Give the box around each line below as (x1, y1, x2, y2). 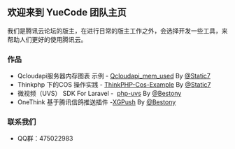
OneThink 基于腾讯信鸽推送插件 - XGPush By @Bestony (17, 98, 176, 106)
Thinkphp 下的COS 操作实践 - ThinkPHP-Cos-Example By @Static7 (17, 80, 211, 89)
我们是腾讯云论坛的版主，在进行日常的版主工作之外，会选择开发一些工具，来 (7, 27, 228, 35)
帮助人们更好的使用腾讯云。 (7, 35, 87, 43)
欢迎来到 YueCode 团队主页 (7, 6, 127, 19)
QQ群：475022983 (17, 134, 73, 143)
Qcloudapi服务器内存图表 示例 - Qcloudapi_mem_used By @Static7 (17, 72, 211, 80)
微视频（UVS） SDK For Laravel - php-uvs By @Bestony (17, 90, 182, 98)
